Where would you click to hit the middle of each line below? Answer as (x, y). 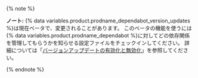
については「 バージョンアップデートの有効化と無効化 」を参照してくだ (97, 50)
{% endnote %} (25, 69)
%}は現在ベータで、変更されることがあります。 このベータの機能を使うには (99, 28)
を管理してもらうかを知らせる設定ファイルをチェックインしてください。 (95, 43)
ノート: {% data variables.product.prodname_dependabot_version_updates (98, 21)
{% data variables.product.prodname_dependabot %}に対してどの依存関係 (98, 35)
